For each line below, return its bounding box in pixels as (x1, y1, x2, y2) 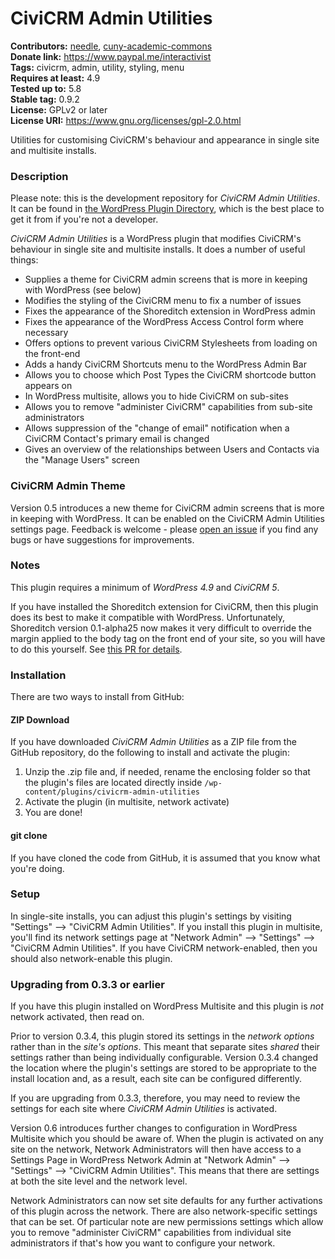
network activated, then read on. (10, 1011, 145, 1023)
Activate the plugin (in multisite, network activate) (24, 796, 230, 808)
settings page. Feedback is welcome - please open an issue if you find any (10, 523, 319, 535)
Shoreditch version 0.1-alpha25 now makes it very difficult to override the (10, 622, 313, 634)
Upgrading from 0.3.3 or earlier (10, 977, 165, 991)
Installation (10, 668, 67, 682)
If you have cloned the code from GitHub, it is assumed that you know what (10, 852, 321, 864)
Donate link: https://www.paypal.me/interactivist (10, 50, 212, 62)
